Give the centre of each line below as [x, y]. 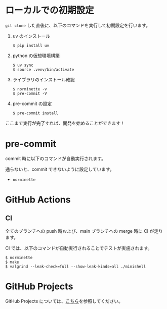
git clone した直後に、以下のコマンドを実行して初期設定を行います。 [78, 25]
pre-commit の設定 [32, 104]
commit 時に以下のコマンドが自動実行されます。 [56, 158]
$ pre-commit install [35, 113]
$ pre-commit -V [30, 93]
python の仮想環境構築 [36, 56]
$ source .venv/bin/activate [43, 69]
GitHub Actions [38, 200]
